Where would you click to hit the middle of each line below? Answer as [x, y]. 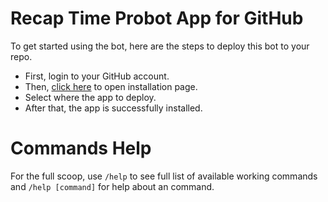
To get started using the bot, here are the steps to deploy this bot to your [160, 46]
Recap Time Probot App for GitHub [157, 18]
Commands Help [81, 148]
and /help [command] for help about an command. [112, 186]
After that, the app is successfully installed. [113, 108]
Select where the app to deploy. [90, 97]
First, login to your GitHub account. [97, 76]
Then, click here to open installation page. [111, 86]
